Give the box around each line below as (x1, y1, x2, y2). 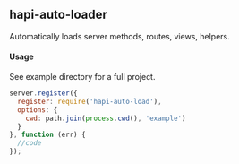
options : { (17, 105, 58, 115)
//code (17, 139, 42, 148)
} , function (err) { (9, 130, 87, 140)
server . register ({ (9, 89, 78, 98)
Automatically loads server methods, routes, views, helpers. (9, 30, 230, 41)
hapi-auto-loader (9, 7, 107, 22)
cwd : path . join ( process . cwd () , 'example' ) (25, 114, 186, 123)
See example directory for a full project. (9, 72, 156, 82)
